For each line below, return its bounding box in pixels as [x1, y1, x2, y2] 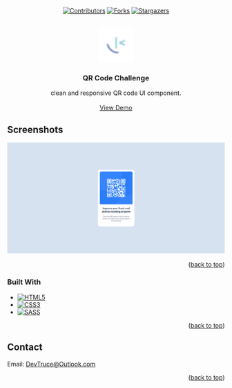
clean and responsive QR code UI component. [50, 89, 182, 97]
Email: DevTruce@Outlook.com [7, 360, 96, 368]
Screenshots [7, 123, 64, 135]
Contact [7, 342, 43, 353]
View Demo [99, 104, 133, 112]
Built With [7, 277, 41, 287]
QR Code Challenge [82, 73, 150, 82]
